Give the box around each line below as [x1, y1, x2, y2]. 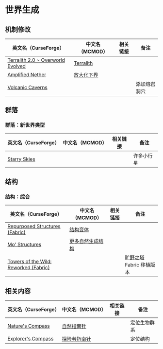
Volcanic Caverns [7, 84, 48, 90]
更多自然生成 [69, 238, 99, 244]
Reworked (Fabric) [7, 264, 50, 271]
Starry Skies [7, 156, 35, 162]
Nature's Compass [7, 323, 50, 330]
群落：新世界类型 [5, 122, 45, 129]
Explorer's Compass [7, 335, 54, 342]
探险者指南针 [62, 336, 91, 343]
